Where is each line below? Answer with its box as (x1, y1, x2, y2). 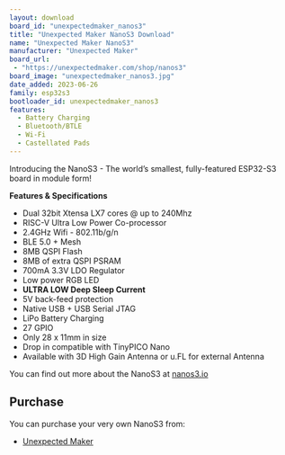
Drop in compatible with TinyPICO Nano (22, 341, 171, 352)
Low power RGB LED (22, 274, 100, 285)
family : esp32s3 (9, 88, 70, 97)
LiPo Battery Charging (22, 312, 105, 324)
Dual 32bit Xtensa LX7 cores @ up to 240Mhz (22, 208, 192, 219)
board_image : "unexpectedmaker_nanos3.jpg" (9, 72, 175, 81)
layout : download (9, 13, 75, 22)
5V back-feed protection (22, 293, 114, 304)
